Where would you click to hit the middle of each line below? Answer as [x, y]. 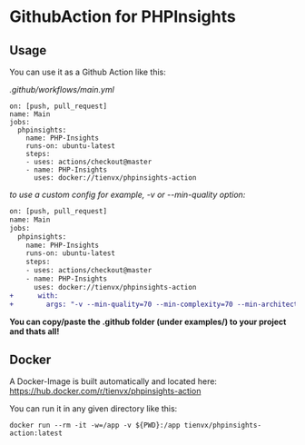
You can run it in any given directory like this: [93, 409]
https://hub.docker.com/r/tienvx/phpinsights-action [105, 391]
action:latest [36, 433]
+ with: [34, 296]
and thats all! [34, 331]
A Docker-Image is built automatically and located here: [113, 381]
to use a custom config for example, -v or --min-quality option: [128, 194]
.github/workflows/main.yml [62, 89]
